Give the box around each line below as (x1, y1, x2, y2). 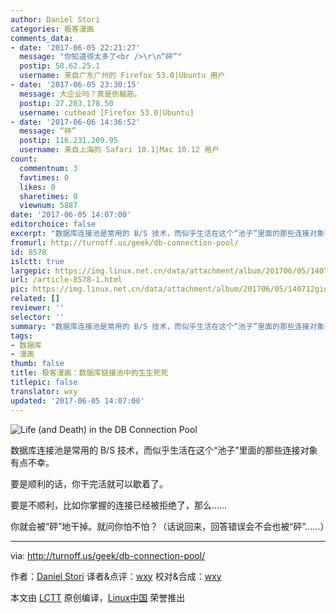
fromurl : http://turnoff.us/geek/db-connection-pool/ (10, 237, 240, 248)
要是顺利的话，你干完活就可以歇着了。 (10, 477, 168, 490)
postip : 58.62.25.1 (19, 61, 101, 71)
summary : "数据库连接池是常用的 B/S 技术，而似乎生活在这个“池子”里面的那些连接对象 (10, 321, 325, 331)
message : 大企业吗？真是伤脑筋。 (19, 89, 142, 99)
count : (10, 154, 38, 164)
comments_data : (10, 33, 74, 43)
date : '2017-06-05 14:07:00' (10, 210, 132, 220)
